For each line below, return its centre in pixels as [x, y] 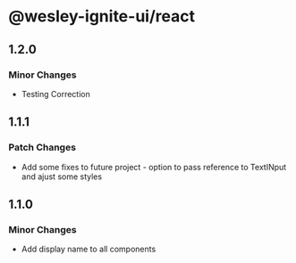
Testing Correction [56, 94]
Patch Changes [42, 147]
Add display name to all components [89, 249]
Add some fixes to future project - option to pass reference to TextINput [154, 167]
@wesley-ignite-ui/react [102, 16]
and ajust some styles [62, 177]
